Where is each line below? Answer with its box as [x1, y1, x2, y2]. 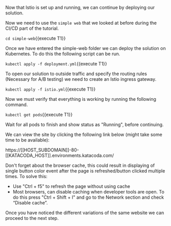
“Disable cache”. [12, 200, 48, 205]
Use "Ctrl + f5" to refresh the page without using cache [12, 183, 130, 189]
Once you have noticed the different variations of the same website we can [5, 210, 164, 216]
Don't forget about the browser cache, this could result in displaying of [5, 162, 155, 168]
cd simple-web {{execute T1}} [5, 36, 66, 41]
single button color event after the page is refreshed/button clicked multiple [5, 168, 165, 174]
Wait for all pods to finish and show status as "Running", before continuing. [5, 121, 164, 128]
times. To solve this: [5, 173, 48, 179]
